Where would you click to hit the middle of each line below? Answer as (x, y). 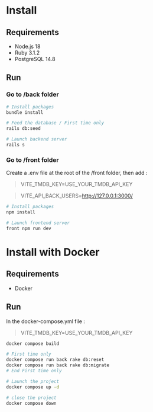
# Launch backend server (37, 139)
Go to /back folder (32, 94)
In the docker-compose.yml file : (46, 321)
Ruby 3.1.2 (27, 53)
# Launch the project (33, 381)
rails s (16, 145)
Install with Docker (53, 252)
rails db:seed (24, 129)
